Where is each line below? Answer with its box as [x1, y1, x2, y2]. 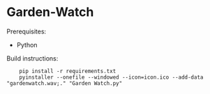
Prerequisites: [6, 27, 47, 36]
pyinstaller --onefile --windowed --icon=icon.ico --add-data [19, 74, 204, 81]
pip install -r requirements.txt [19, 68, 117, 75]
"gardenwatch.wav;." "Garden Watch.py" [6, 79, 123, 87]
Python [16, 40, 38, 49]
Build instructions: [6, 54, 59, 63]
